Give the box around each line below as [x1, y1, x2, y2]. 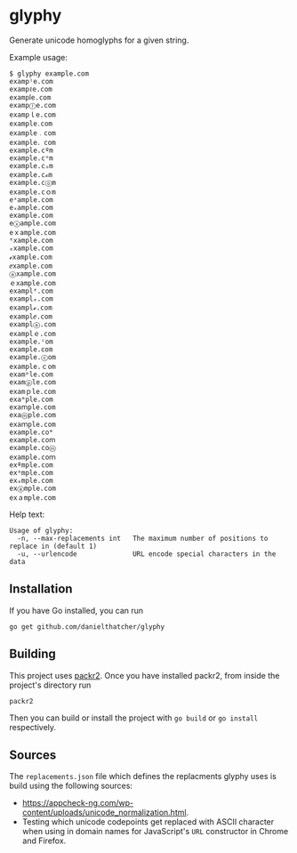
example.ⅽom [9, 344, 53, 354]
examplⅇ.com [9, 312, 53, 321]
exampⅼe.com [9, 93, 52, 102]
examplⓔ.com [9, 319, 56, 329]
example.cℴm [9, 170, 53, 179]
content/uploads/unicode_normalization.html [21, 807, 187, 818]
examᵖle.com [9, 370, 53, 379]
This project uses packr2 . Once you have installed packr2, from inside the [9, 670, 280, 680]
